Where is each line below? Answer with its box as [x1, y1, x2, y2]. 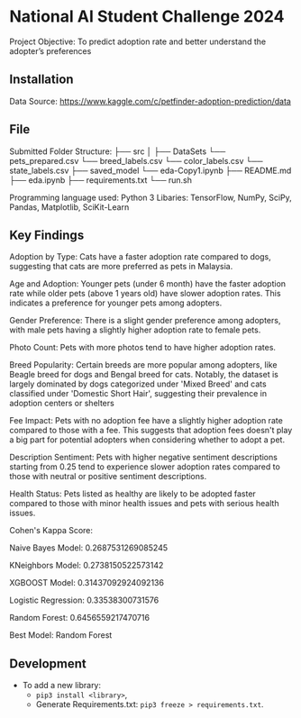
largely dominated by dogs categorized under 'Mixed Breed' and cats [9, 378, 268, 389]
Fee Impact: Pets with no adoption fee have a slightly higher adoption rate [9, 415, 284, 426]
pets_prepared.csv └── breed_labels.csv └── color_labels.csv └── [9, 155, 263, 166]
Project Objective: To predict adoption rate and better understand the [9, 36, 267, 47]
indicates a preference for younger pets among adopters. [9, 297, 223, 308]
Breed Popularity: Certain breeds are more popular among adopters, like [9, 359, 278, 370]
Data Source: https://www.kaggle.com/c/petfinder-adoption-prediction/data [9, 95, 291, 106]
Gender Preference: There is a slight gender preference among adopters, [9, 315, 281, 326]
